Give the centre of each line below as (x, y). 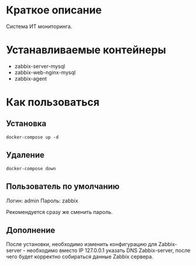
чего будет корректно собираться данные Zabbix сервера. (80, 257)
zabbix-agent (31, 78)
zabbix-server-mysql (40, 66)
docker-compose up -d (32, 137)
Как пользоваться (53, 102)
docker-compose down (31, 168)
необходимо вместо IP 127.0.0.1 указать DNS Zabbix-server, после (109, 251)
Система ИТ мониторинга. (39, 26)
